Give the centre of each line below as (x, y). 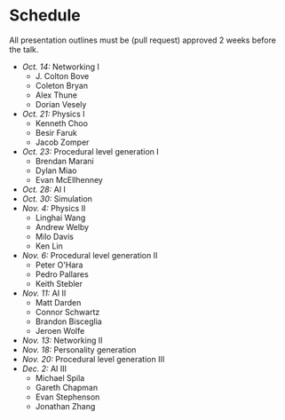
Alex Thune (56, 95)
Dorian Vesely (61, 104)
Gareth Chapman (67, 387)
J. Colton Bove (62, 75)
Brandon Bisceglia (68, 321)
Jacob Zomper (62, 142)
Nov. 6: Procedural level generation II (90, 255)
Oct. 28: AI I (44, 189)
